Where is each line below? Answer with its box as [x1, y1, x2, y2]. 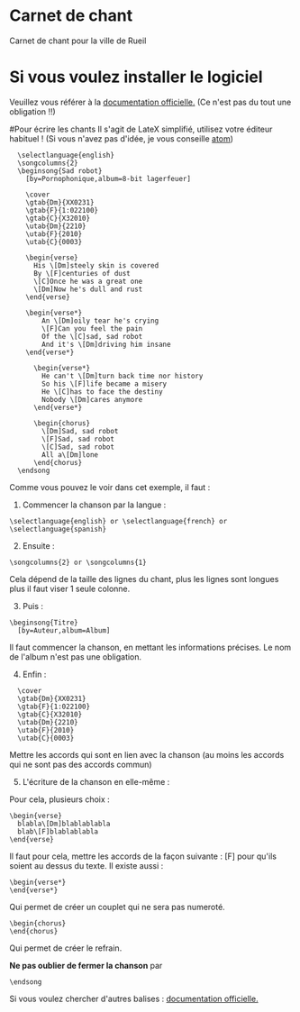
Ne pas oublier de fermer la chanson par [9, 960, 163, 971]
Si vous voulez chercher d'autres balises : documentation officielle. [9, 993, 259, 1004]
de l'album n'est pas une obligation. [9, 651, 142, 662]
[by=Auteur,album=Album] [17, 625, 111, 635]
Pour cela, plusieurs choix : [9, 794, 110, 805]
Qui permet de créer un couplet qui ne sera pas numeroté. [9, 901, 225, 912]
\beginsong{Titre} [9, 618, 78, 627]
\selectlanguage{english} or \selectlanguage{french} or [9, 516, 228, 525]
